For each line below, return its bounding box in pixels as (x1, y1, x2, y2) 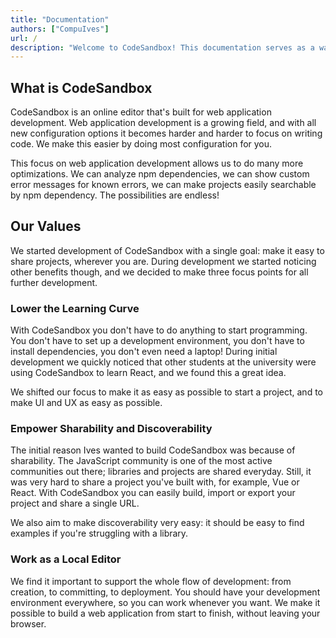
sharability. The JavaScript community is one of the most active (10, 455, 273, 467)
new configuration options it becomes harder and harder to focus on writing (10, 127, 323, 140)
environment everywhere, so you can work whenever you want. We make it (10, 596, 321, 608)
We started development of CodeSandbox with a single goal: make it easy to (10, 244, 325, 256)
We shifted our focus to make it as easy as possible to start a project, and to (10, 386, 323, 398)
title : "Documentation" (10, 14, 110, 25)
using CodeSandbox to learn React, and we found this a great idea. (10, 367, 287, 379)
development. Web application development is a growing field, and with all (10, 117, 317, 129)
